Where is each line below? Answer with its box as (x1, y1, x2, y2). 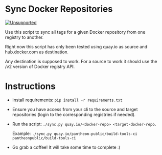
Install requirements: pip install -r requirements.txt (12, 97, 123, 103)
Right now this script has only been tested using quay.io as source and (5, 44, 148, 49)
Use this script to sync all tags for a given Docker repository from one (5, 29, 146, 35)
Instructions (5, 81, 56, 92)
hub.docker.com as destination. (5, 49, 69, 55)
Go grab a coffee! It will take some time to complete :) (12, 144, 121, 150)
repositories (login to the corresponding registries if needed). (12, 111, 136, 117)
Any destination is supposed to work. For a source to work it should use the (5, 58, 158, 64)
